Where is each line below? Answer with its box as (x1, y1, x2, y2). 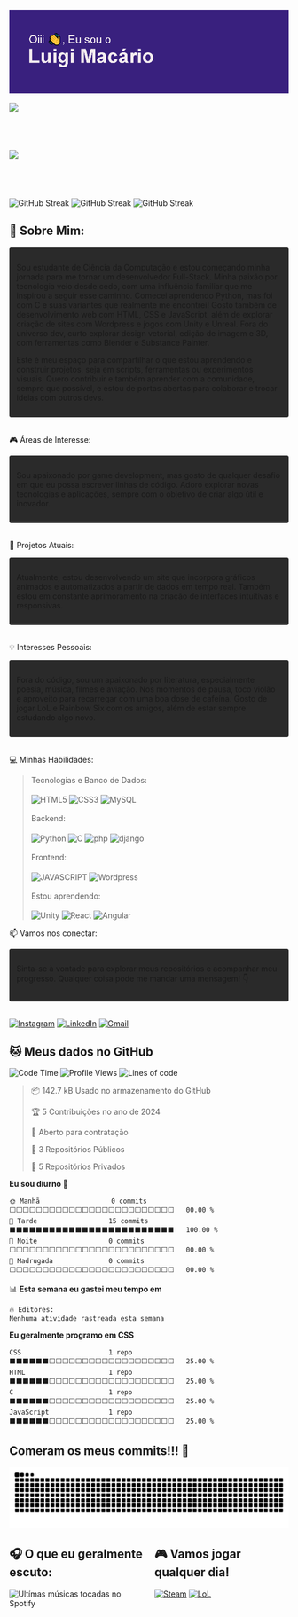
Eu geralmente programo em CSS (9, 1330, 135, 1340)
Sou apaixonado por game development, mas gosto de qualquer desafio (16, 469, 281, 480)
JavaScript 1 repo (9, 1408, 133, 1417)
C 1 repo (9, 1388, 133, 1397)
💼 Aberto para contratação (30, 1127, 129, 1138)
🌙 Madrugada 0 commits (9, 1257, 145, 1266)
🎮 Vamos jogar (154, 1547, 241, 1562)
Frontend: (30, 852, 67, 863)
